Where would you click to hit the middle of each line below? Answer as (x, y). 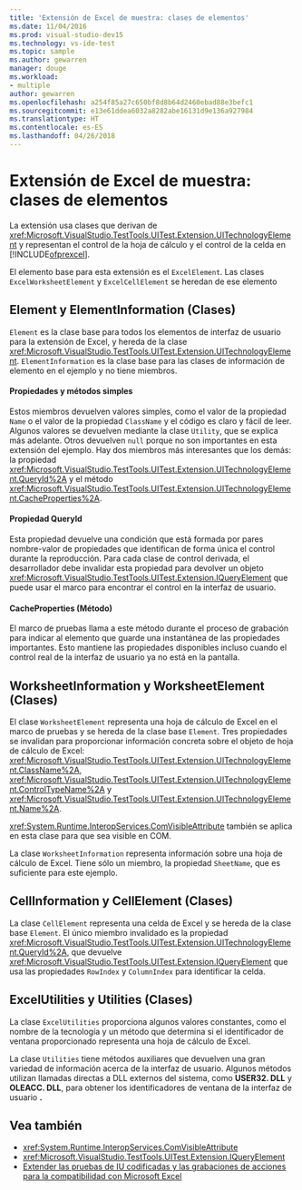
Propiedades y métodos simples (71, 391)
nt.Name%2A (34, 809)
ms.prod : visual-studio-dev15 (67, 34)
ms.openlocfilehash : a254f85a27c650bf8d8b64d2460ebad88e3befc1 (132, 102)
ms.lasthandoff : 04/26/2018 (63, 136)
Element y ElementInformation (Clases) (122, 310)
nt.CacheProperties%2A (54, 498)
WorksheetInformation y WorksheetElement (137, 686)
